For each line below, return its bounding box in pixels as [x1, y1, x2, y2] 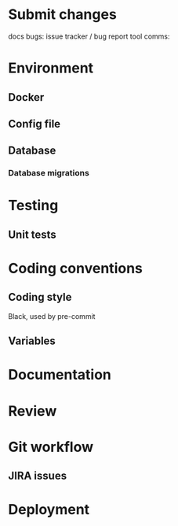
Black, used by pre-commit [8, 311, 96, 320]
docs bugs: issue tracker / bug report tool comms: [8, 31, 170, 41]
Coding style [8, 291, 72, 304]
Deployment [8, 501, 90, 519]
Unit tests [8, 228, 56, 241]
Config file [8, 117, 61, 131]
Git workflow [8, 438, 94, 456]
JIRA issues [8, 469, 67, 483]
